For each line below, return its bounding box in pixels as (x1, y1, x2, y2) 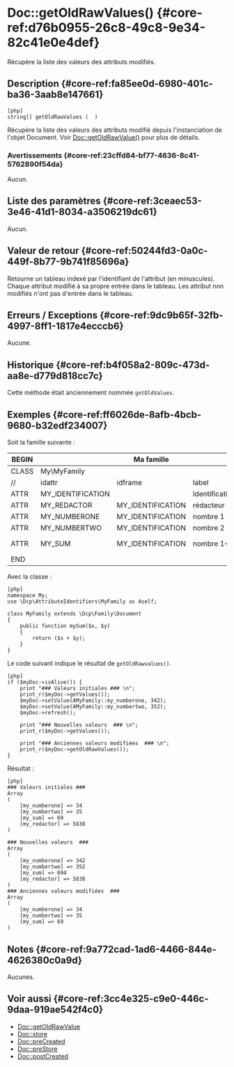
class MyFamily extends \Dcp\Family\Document (7, 611, 141, 618)
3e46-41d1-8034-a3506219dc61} (7, 206, 158, 218)
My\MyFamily (40, 466, 86, 476)
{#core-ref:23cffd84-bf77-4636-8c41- (63, 150, 200, 160)
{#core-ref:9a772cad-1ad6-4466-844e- (36, 943, 217, 955)
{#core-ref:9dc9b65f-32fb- (100, 309, 224, 322)
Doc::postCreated (17, 1052, 68, 1060)
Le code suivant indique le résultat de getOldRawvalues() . (7, 659, 172, 668)
